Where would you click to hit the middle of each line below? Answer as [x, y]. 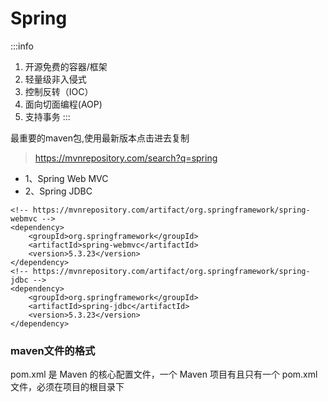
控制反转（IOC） [59, 91]
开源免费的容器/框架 [66, 66]
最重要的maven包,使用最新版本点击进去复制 [100, 138]
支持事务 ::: [47, 116]
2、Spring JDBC [58, 191]
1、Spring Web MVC [66, 178]
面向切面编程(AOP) [63, 104]
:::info [22, 46]
